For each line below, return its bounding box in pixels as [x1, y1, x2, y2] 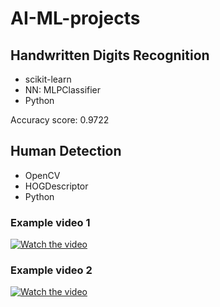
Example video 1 [10, 215, 91, 229]
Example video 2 [10, 263, 93, 277]
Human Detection [10, 143, 122, 160]
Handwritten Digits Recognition [10, 47, 210, 64]
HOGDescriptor [24, 180, 89, 192]
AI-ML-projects [10, 7, 141, 30]
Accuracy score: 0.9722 [10, 114, 110, 126]
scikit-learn [24, 73, 72, 85]
